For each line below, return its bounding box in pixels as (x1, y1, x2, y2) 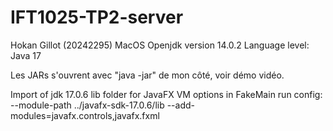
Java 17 (10, 49, 42, 61)
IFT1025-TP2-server (10, 6, 184, 29)
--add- (166, 99, 196, 111)
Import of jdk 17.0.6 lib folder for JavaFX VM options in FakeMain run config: (10, 88, 323, 100)
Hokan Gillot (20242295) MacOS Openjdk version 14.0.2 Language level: (10, 39, 310, 51)
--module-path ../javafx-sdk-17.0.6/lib (10, 99, 165, 111)
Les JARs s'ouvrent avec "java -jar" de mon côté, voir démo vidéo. (10, 69, 285, 81)
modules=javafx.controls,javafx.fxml (10, 109, 160, 121)
